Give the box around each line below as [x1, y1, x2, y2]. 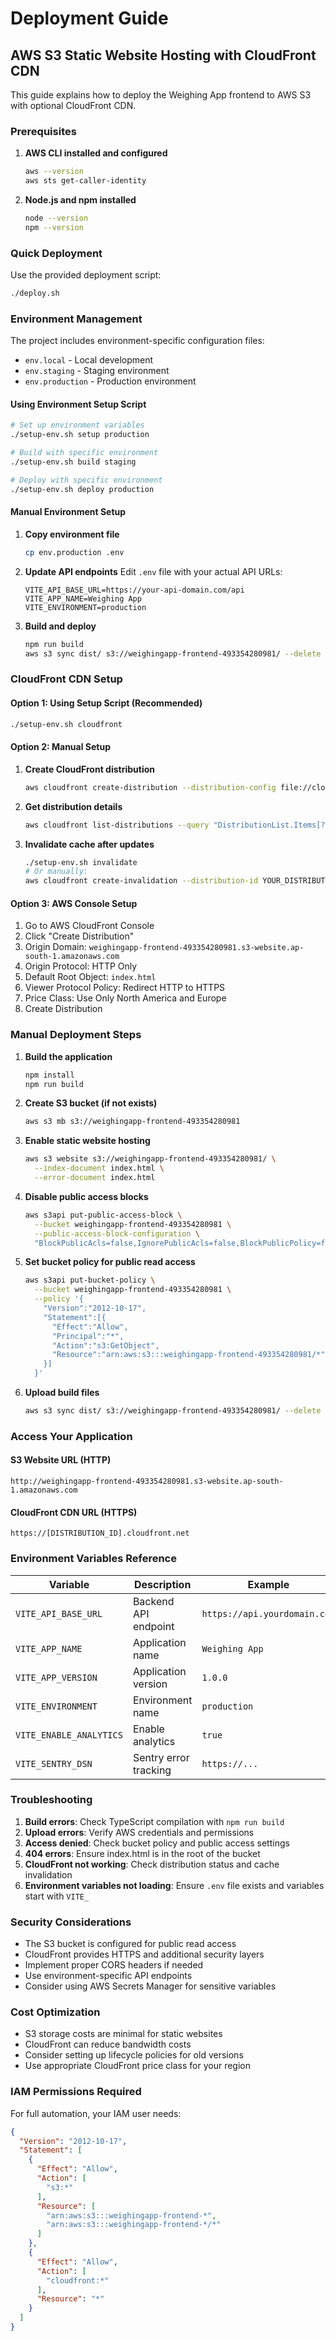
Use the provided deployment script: [10, 269, 162, 281]
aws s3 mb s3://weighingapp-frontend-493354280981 [24, 1117, 241, 1127]
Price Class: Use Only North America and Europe [24, 992, 227, 1004]
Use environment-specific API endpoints [24, 1970, 193, 1982]
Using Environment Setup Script [10, 398, 147, 410]
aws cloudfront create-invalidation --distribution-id [24, 876, 259, 886]
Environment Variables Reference [10, 1552, 177, 1566]
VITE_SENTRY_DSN [15, 1758, 93, 1769]
